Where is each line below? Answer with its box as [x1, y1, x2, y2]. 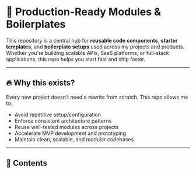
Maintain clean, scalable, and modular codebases [14, 135, 134, 142]
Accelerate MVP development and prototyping [14, 130, 127, 137]
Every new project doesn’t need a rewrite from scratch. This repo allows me [6, 93, 188, 100]
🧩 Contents [6, 158, 48, 168]
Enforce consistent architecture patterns [14, 117, 112, 124]
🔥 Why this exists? [6, 78, 75, 88]
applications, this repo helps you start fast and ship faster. [6, 55, 146, 62]
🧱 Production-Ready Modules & [6, 5, 162, 19]
